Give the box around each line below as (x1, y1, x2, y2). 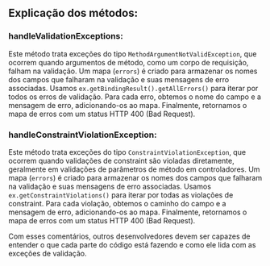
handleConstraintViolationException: (8, 129, 157, 140)
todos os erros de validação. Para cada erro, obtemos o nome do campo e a (8, 92, 262, 102)
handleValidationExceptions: (8, 31, 123, 42)
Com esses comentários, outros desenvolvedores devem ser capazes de (8, 231, 251, 241)
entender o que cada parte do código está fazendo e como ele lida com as (8, 239, 256, 249)
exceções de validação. (8, 248, 87, 258)
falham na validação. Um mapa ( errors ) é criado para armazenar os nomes (8, 66, 258, 76)
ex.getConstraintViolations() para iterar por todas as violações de (8, 189, 234, 200)
